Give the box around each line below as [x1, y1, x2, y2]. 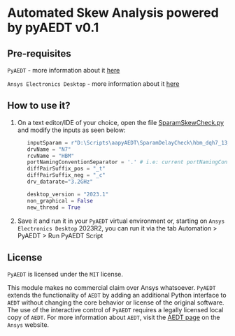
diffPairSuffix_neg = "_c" [27, 172, 106, 179]
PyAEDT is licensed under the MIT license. [7, 270, 124, 279]
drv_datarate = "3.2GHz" [27, 178, 93, 186]
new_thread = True [27, 204, 81, 211]
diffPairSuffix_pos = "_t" [27, 166, 106, 173]
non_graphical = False [27, 197, 93, 204]
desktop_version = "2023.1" [27, 191, 109, 198]
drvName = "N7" [27, 145, 71, 153]
